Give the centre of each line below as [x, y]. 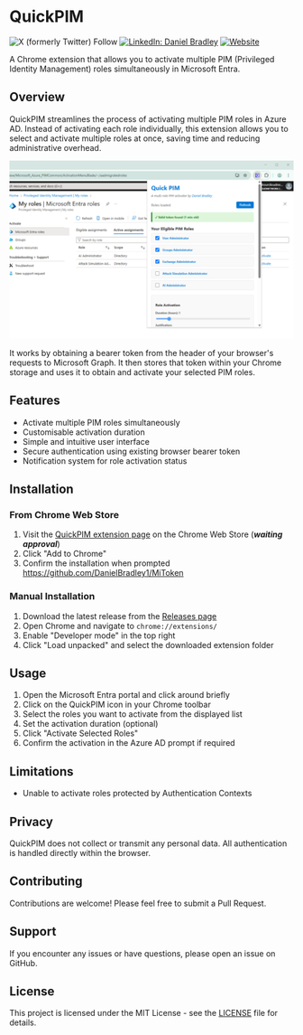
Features [35, 401]
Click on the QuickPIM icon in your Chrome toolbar [117, 705]
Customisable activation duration [84, 432]
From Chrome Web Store [64, 514]
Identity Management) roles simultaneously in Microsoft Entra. [125, 69]
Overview [37, 97]
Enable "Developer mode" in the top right [99, 635]
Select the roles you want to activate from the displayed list [133, 714]
